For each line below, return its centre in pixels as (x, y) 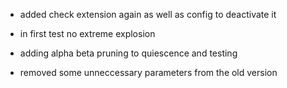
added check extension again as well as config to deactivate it (148, 14)
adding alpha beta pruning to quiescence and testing (128, 53)
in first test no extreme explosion (87, 33)
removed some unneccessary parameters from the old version (148, 72)
